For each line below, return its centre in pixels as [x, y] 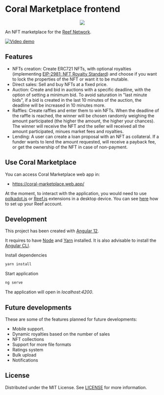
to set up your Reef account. [34, 204]
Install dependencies [26, 255]
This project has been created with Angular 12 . [52, 231]
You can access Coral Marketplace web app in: [53, 174]
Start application [22, 274]
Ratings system [28, 349]
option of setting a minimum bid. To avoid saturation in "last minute [80, 95]
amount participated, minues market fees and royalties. [68, 131]
